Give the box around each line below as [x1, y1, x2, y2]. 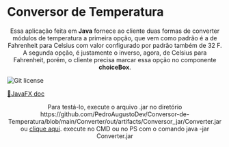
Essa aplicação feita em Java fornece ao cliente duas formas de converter [10, 27, 220, 35]
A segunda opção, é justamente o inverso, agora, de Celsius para [23, 49, 207, 57]
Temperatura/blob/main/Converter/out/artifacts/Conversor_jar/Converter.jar [8, 117, 222, 125]
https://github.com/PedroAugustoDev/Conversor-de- [40, 110, 190, 118]
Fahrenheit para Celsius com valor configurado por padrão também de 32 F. [8, 41, 222, 49]
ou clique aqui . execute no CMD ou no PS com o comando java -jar [20, 124, 210, 133]
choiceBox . [98, 63, 131, 71]
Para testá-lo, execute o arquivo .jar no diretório [47, 103, 183, 111]
